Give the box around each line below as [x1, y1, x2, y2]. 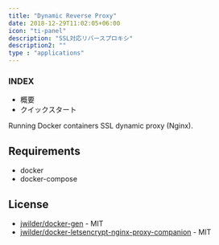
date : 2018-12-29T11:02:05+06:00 [8, 19, 121, 27]
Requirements [8, 144, 81, 157]
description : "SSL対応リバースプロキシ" [8, 34, 134, 43]
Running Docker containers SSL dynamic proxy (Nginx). [8, 121, 193, 131]
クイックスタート [19, 105, 77, 115]
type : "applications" [8, 49, 85, 57]
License [8, 198, 49, 211]
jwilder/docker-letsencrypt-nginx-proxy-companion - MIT [19, 227, 212, 237]
